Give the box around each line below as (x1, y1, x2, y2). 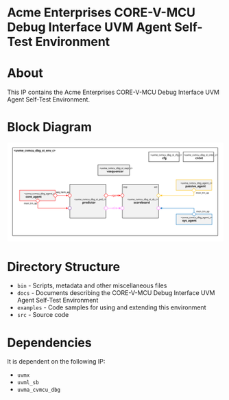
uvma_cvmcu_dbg (16, 386, 61, 394)
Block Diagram (7, 119, 93, 135)
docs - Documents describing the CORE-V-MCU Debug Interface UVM (16, 289, 215, 297)
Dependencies (7, 335, 92, 351)
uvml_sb (16, 379, 39, 386)
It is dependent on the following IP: (7, 357, 106, 366)
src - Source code (16, 311, 69, 319)
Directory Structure (7, 259, 121, 274)
